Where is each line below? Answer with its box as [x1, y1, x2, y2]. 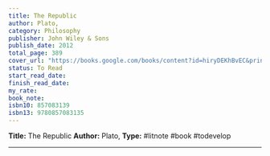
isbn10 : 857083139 [8, 101, 70, 109]
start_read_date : [8, 72, 67, 80]
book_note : [8, 94, 45, 102]
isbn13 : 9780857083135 [8, 109, 84, 117]
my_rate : [8, 86, 38, 95]
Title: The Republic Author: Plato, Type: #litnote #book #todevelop [8, 131, 231, 141]
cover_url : [8, 57, 45, 65]
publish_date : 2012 [8, 42, 74, 50]
